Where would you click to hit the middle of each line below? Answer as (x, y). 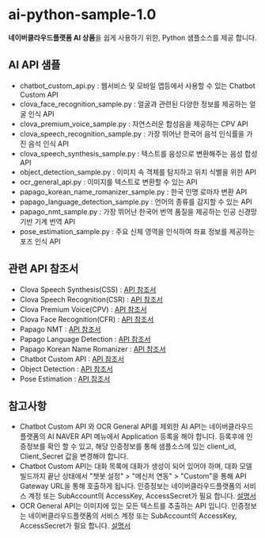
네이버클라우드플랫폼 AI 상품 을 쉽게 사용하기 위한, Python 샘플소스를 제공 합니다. (132, 37)
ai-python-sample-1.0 (82, 15)
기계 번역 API (55, 221)
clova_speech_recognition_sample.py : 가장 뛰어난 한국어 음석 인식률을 (132, 133)
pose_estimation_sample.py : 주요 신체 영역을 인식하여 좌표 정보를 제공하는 (137, 231)
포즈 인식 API (40, 241)
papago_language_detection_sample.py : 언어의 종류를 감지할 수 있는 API (136, 202)
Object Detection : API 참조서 (66, 369)
